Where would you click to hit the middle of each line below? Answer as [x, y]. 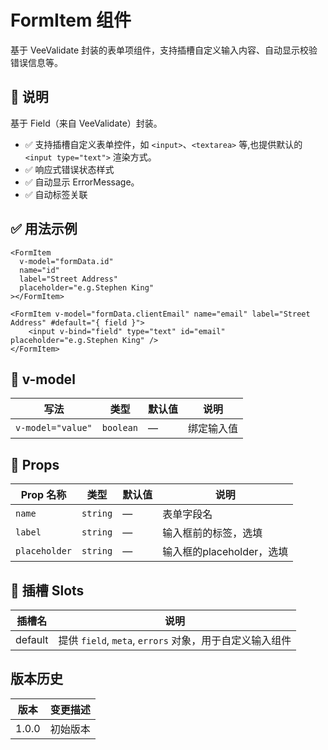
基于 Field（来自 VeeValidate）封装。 [86, 123]
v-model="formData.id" [66, 261]
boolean [120, 428]
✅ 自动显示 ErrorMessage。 [82, 182]
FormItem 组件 [71, 20]
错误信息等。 [36, 62]
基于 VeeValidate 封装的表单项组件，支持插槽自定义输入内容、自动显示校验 [164, 50]
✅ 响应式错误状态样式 [69, 169]
